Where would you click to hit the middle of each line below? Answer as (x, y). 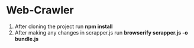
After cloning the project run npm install (64, 26)
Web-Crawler (40, 10)
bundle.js (27, 39)
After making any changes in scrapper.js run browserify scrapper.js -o (101, 32)
